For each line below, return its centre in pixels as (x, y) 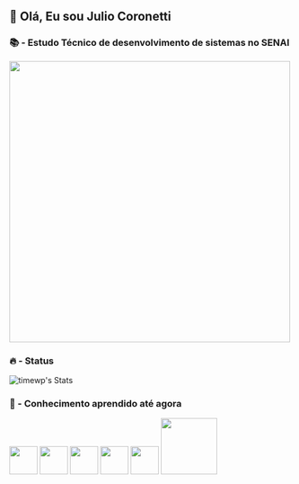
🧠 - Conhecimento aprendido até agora (96, 403)
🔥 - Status (32, 361)
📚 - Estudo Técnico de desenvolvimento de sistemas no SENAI (149, 43)
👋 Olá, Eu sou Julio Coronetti (90, 17)
